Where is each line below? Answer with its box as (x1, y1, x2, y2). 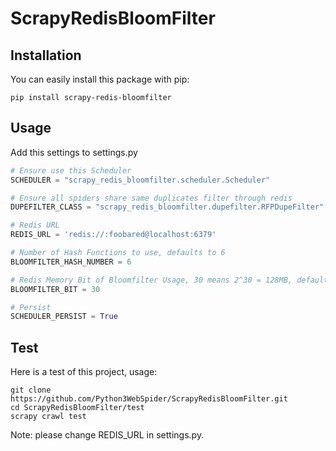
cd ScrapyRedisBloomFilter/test (10, 403, 145, 413)
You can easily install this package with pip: (10, 73, 190, 85)
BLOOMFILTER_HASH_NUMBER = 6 (10, 257, 132, 267)
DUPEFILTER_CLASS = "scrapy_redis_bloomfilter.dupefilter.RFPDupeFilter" (10, 202, 325, 212)
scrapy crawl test (10, 412, 87, 422)
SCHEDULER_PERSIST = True (10, 312, 118, 322)
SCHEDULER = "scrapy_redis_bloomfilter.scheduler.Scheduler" (10, 175, 271, 185)
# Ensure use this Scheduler (10, 165, 132, 176)
